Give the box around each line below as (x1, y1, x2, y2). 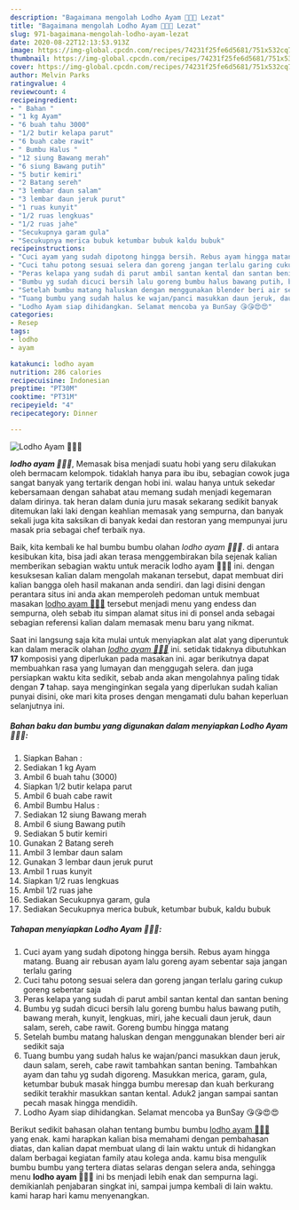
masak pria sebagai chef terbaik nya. (10, 524, 146, 535)
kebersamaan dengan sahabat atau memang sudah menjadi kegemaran (10, 486, 272, 498)
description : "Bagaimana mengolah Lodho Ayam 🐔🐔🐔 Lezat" (10, 12, 225, 22)
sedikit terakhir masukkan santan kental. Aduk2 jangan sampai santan (22, 1087, 279, 1098)
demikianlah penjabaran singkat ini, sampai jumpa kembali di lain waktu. (10, 1181, 273, 1191)
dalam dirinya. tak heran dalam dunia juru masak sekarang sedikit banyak (10, 496, 279, 506)
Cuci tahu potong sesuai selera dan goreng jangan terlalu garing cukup (22, 975, 283, 985)
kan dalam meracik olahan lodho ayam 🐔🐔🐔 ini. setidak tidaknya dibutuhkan (10, 643, 287, 654)
